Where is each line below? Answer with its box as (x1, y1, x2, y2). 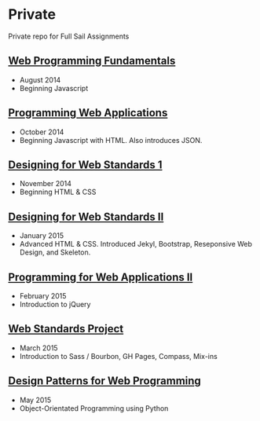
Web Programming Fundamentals (8, 54, 176, 68)
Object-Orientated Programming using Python (19, 403, 169, 413)
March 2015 (19, 343, 58, 353)
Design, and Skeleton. (19, 247, 91, 257)
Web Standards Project (8, 322, 124, 335)
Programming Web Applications (8, 106, 168, 119)
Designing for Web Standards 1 (8, 158, 163, 171)
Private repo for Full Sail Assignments (8, 31, 130, 41)
